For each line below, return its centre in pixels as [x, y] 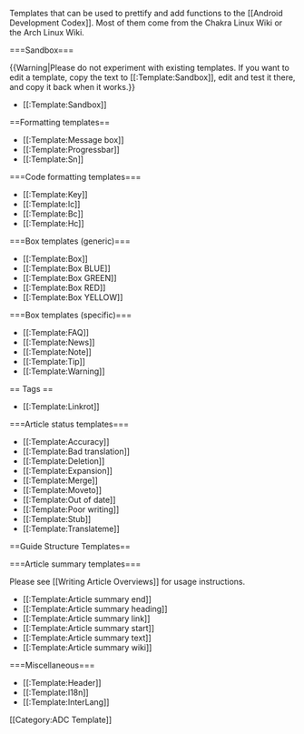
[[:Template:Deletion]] [64, 461]
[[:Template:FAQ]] [55, 332]
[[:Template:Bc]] [53, 214]
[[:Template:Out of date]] [69, 500]
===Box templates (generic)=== [70, 241]
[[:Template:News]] [59, 342]
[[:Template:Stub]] [57, 519]
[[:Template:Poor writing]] [71, 509]
